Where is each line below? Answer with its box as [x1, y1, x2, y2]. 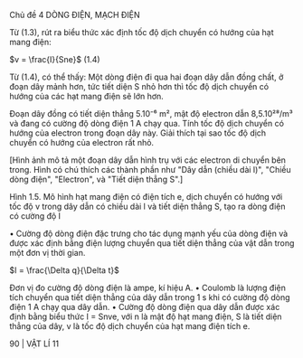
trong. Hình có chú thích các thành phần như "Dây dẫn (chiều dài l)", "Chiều [9, 165, 291, 174]
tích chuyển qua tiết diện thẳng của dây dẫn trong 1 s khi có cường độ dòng [9, 292, 291, 303]
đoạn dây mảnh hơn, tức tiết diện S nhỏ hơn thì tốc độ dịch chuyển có [9, 81, 270, 91]
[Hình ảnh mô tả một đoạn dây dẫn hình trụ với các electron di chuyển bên [9, 155, 287, 165]
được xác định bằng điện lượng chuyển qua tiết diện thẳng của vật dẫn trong [9, 238, 295, 249]
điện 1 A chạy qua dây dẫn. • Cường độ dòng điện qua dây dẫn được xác [9, 302, 280, 312]
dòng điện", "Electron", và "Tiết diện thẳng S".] [9, 174, 184, 184]
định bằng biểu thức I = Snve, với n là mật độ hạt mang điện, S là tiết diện [9, 311, 282, 322]
